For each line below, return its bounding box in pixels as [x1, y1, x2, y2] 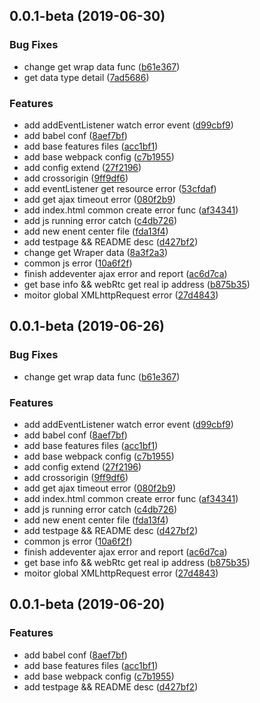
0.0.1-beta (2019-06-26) [9, 318, 165, 335]
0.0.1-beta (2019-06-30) [9, 8, 166, 25]
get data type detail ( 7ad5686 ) [23, 71, 150, 83]
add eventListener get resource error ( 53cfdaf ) [23, 182, 217, 194]
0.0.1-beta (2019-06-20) [9, 596, 166, 613]
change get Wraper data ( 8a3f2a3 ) [23, 246, 169, 258]
